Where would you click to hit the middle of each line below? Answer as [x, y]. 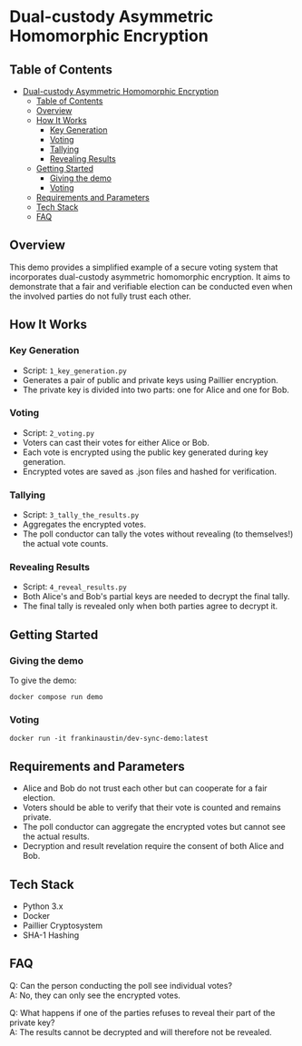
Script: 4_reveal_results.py [74, 587]
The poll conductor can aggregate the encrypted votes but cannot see [154, 827]
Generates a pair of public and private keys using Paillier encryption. [150, 380]
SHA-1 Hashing [51, 935]
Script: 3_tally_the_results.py [81, 515]
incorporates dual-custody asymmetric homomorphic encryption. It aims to [150, 276]
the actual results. [56, 836]
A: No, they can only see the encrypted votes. [95, 995]
